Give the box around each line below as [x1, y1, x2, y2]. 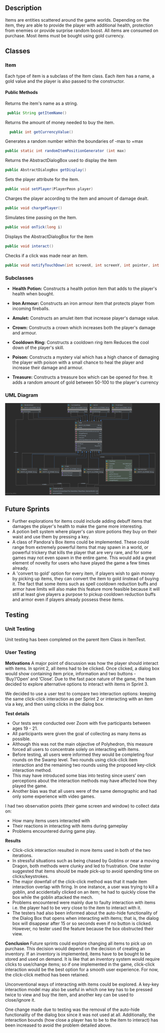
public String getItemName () [7, 110, 67, 115]
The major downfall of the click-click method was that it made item [12, 878, 147, 884]
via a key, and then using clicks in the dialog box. [5, 701, 104, 707]
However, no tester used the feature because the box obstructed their [12, 925, 154, 932]
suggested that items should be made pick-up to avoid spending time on [12, 868, 159, 874]
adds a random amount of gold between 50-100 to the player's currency [12, 379, 159, 385]
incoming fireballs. [12, 305, 50, 312]
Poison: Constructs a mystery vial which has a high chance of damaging [12, 354, 160, 360]
